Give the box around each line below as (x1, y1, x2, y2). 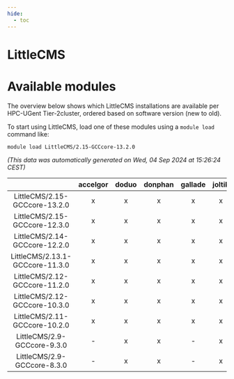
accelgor (78, 179, 109, 189)
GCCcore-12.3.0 (13, 220, 70, 230)
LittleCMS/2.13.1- (10, 252, 72, 261)
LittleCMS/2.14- (13, 231, 68, 241)
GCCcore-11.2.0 (13, 280, 70, 290)
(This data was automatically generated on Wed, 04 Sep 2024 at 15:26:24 (7, 155, 221, 164)
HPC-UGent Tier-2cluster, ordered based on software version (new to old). (7, 109, 221, 117)
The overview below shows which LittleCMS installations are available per (7, 102, 219, 110)
